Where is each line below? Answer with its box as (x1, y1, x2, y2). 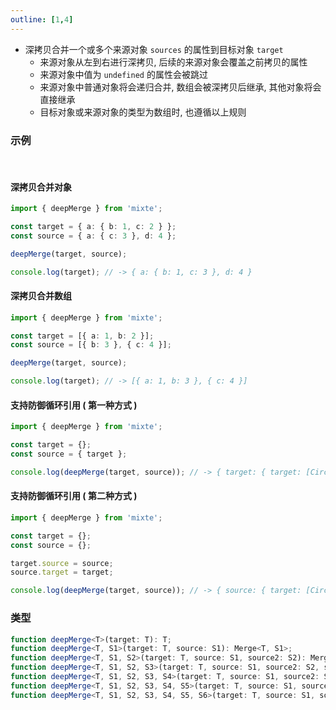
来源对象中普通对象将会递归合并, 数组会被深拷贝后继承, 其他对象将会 (39, 81, 322, 93)
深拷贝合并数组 (10, 290, 72, 302)
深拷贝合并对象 (10, 181, 72, 193)
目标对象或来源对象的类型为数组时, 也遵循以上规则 (39, 106, 247, 118)
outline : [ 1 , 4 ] (10, 14, 74, 25)
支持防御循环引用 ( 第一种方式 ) (10, 399, 138, 411)
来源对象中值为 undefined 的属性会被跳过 (39, 68, 208, 80)
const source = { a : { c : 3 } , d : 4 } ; (10, 231, 177, 241)
